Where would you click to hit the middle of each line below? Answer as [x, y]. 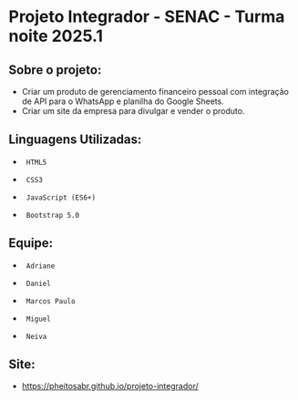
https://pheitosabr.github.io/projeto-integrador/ [110, 386]
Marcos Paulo [51, 301]
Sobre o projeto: [55, 70]
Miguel [38, 319]
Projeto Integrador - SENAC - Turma [147, 17]
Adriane [41, 266]
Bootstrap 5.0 [53, 215]
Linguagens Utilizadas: [75, 140]
